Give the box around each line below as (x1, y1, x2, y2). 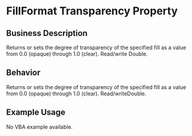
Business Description (6, 28, 88, 38)
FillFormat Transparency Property (6, 4, 178, 18)
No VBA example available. (6, 123, 73, 130)
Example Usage (6, 107, 66, 117)
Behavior (6, 68, 41, 78)
